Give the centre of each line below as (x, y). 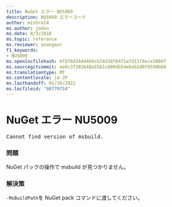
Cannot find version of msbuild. (55, 136)
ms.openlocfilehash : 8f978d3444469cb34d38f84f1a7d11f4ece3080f (86, 61)
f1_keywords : (22, 50)
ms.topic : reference (32, 39)
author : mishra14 (28, 23)
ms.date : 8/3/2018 (29, 34)
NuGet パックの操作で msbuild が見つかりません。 (68, 167)
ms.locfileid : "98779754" (38, 89)
